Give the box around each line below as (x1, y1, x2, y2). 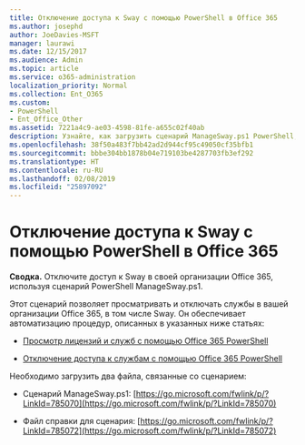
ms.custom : (9, 97, 51, 107)
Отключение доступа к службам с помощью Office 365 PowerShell (22, 353, 283, 364)
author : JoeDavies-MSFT (9, 30, 100, 39)
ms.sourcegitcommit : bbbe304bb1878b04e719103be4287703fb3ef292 (9, 148, 254, 157)
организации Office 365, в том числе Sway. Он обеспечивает (9, 308, 247, 319)
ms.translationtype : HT (9, 157, 100, 167)
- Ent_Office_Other (9, 115, 84, 124)
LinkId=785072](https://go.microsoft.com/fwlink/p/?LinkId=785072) (22, 425, 277, 437)
